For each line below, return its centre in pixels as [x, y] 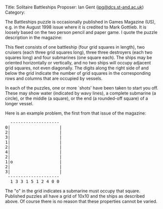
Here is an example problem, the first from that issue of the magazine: [76, 113]
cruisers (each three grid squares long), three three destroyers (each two [79, 52]
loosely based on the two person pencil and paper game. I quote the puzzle [81, 32]
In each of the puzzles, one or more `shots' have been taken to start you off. [82, 88]
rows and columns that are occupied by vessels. [54, 78]
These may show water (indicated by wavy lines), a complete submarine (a [81, 93]
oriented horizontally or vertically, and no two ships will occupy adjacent [78, 63]
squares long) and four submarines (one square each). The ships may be [79, 58]
